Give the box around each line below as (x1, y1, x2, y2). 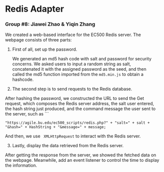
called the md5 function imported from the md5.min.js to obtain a (12, 72, 143, 77)
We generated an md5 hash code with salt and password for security (12, 56, 152, 62)
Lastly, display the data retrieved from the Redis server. (12, 143, 124, 149)
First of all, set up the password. (12, 46, 77, 52)
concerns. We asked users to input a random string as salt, (12, 61, 131, 67)
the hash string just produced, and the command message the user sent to (5, 106, 156, 112)
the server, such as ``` (5, 111, 49, 117)
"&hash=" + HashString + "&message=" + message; (5, 125, 106, 130)
